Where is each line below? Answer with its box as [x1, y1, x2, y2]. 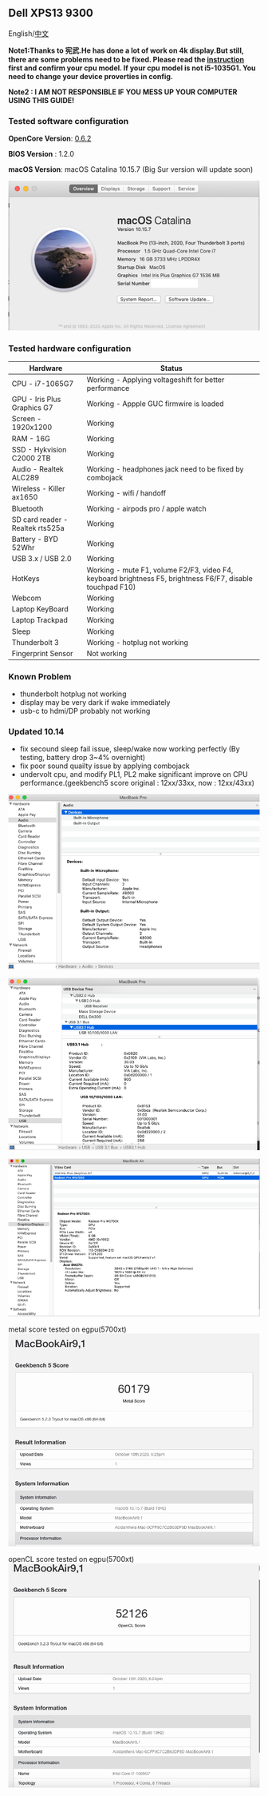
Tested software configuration [8, 115, 129, 126]
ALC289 [11, 473, 40, 483]
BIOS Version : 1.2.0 [8, 149, 74, 159]
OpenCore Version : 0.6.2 [8, 133, 92, 143]
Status [160, 363, 183, 372]
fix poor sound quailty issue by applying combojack [19, 761, 190, 771]
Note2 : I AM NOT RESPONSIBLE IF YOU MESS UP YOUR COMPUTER [8, 87, 238, 97]
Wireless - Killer [11, 484, 65, 494]
